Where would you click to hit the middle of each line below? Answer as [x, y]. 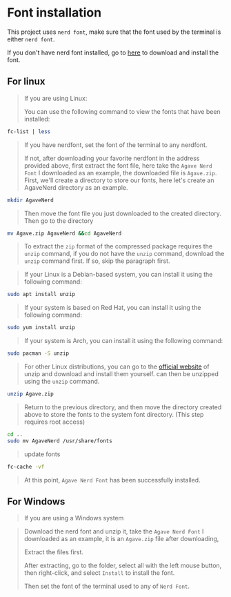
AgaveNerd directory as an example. [76, 187]
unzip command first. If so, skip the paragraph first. [97, 261]
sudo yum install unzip [41, 328]
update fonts [42, 454]
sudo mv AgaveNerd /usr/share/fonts [60, 441]
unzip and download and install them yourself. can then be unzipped [121, 374]
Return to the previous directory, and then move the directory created [123, 407]
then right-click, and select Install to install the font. [99, 573]
